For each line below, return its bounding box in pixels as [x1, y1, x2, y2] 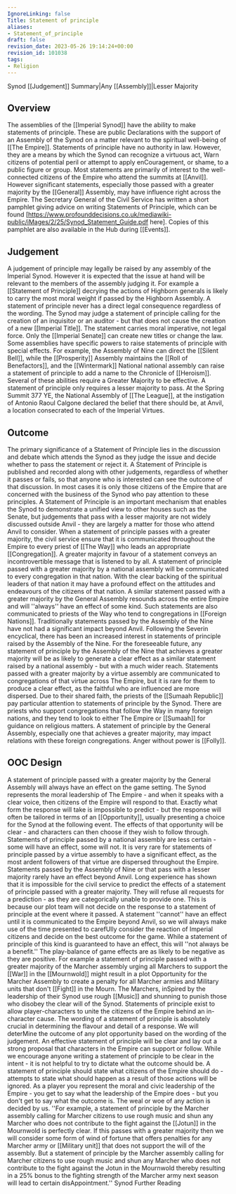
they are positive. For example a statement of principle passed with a [7, 954, 207, 963]
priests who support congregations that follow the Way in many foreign [7, 707, 213, 715]
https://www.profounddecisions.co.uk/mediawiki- [27, 210, 172, 219]
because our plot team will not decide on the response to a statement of [7, 902, 216, 911]
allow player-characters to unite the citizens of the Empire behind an [7, 1006, 205, 1015]
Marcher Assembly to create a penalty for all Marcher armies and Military [7, 977, 219, 985]
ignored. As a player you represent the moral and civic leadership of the [7, 1082, 216, 1090]
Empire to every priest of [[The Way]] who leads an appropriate [7, 543, 191, 551]
